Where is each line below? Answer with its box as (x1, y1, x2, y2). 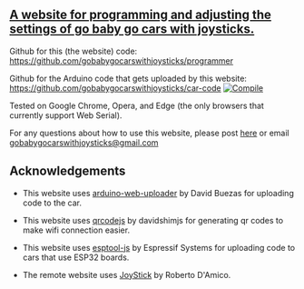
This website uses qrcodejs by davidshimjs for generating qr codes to (22, 214, 284, 225)
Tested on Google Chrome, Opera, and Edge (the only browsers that (9, 100, 265, 111)
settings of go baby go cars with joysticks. (9, 22, 255, 37)
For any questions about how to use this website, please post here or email (9, 127, 290, 138)
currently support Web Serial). (9, 109, 123, 121)
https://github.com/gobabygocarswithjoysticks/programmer (9, 55, 234, 66)
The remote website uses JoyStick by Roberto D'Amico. (22, 269, 231, 280)
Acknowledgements (9, 164, 126, 179)
